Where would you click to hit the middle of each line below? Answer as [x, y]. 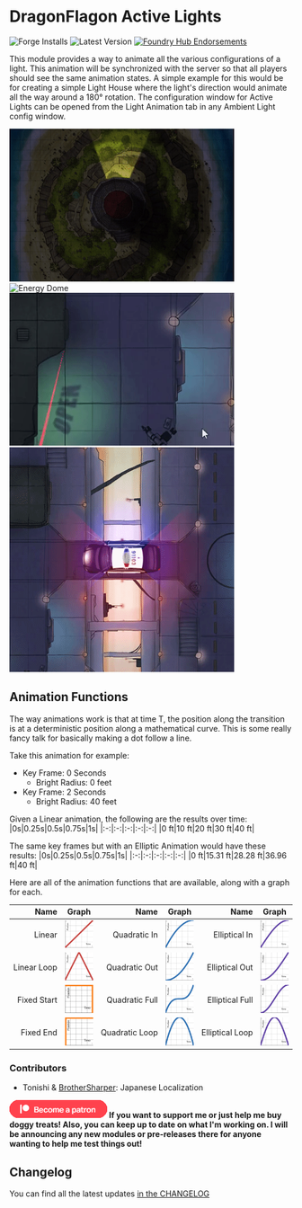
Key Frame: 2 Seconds [64, 792]
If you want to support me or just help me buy [195, 1115]
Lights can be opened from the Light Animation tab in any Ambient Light [142, 106]
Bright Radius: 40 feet [76, 801]
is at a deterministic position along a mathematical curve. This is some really [151, 728]
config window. [38, 116]
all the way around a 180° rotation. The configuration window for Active [141, 97]
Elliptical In [233, 935]
